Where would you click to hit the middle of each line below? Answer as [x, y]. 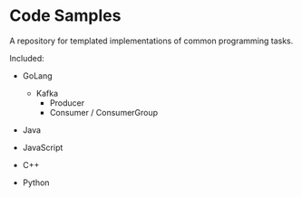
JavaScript [43, 147]
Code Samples [65, 16]
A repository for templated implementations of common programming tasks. [151, 41]
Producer [67, 103]
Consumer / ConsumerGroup [104, 112]
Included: [27, 58]
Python [36, 183]
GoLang [37, 75]
